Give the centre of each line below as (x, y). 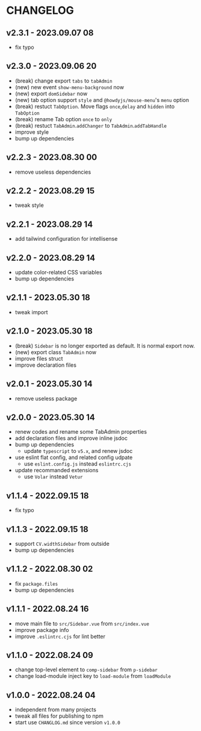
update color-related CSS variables (58, 273)
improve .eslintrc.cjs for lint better (60, 636)
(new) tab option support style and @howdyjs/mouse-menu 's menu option (102, 100)
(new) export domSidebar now (51, 93)
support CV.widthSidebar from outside (62, 543)
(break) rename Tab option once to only (63, 119)
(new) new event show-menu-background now (70, 87)
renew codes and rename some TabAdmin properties (81, 432)
